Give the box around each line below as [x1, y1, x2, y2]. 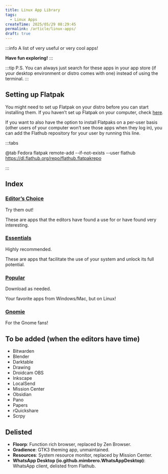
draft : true [5, 31, 31, 36]
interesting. [5, 222, 29, 228]
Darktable [12, 359, 34, 365]
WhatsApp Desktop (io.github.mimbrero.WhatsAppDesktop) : [12, 458, 146, 464]
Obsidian [12, 392, 32, 398]
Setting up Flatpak [5, 90, 65, 99]
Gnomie [5, 309, 25, 316]
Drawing [12, 365, 31, 371]
